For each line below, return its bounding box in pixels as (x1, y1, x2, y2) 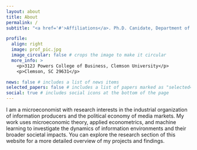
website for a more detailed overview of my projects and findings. (6, 138, 165, 144)
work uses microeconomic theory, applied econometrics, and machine (6, 119, 176, 125)
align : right (11, 41, 43, 47)
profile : (6, 36, 28, 42)
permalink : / (6, 19, 38, 25)
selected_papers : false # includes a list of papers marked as (6, 85, 164, 91)
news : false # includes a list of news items (6, 79, 119, 85)
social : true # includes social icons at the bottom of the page (6, 90, 169, 96)
